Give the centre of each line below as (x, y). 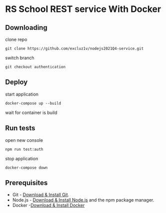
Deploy (16, 82)
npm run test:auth (24, 149)
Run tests (20, 128)
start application (22, 94)
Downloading (26, 28)
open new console (24, 140)
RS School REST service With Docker (83, 9)
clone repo (16, 39)
